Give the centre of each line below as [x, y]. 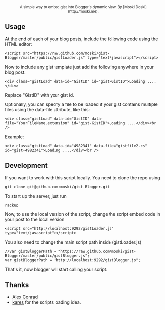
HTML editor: [19, 44]
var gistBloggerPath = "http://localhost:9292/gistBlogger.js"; [73, 260]
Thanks [17, 285]
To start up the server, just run [36, 196]
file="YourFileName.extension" [37, 123]
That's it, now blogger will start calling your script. [56, 269]
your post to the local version [35, 219]
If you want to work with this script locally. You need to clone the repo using [82, 177]
